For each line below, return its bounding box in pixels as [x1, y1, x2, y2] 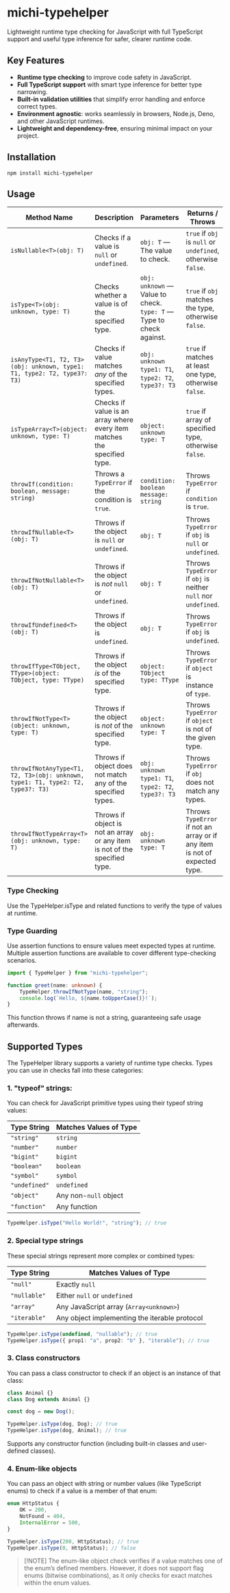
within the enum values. [23, 1579, 91, 1587]
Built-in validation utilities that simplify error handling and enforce [16, 95, 205, 103]
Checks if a [94, 233, 131, 243]
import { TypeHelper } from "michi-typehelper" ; [7, 969, 149, 977]
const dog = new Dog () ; [7, 1408, 75, 1415]
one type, [186, 370, 217, 379]
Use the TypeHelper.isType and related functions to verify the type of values [7, 902, 222, 910]
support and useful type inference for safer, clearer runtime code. [7, 34, 193, 43]
